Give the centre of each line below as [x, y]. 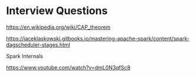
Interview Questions [57, 11]
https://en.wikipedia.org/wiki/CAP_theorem [58, 27]
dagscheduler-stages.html [38, 45]
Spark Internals [24, 56]
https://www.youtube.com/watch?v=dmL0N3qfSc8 [68, 67]
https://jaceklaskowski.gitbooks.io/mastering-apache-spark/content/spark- [98, 38]
